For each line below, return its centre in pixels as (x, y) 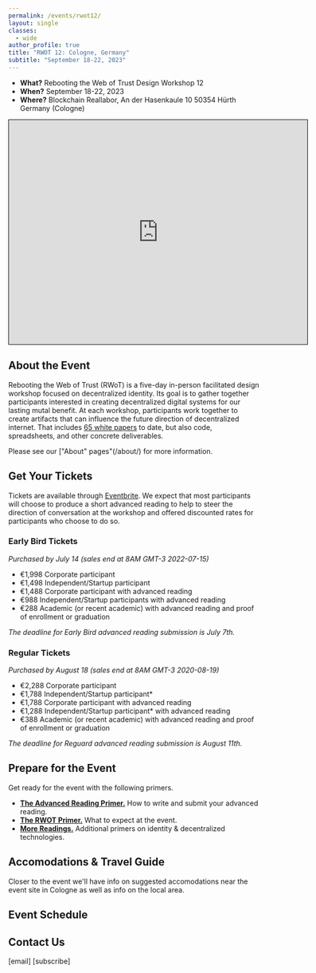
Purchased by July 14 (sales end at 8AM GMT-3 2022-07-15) (109, 558)
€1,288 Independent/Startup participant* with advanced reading (125, 711)
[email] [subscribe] (39, 961)
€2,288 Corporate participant (68, 686)
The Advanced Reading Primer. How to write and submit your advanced (139, 803)
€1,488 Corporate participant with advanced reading (106, 591)
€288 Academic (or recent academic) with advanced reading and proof (137, 608)
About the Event (49, 366)
